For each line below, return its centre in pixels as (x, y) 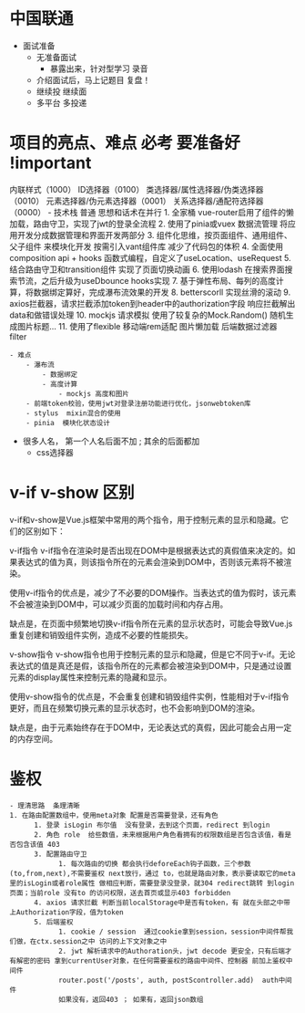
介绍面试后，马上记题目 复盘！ (93, 79)
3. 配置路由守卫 (60, 854)
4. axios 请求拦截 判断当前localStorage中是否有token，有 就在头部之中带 (162, 903)
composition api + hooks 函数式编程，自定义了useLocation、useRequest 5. (150, 257)
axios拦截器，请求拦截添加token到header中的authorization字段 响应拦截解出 (152, 303)
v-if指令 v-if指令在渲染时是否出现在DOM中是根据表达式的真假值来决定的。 (149, 550)
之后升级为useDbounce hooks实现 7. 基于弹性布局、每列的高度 (158, 280)
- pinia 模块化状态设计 (68, 423)
